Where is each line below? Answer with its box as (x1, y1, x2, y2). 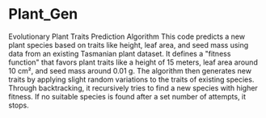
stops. (8, 100, 30, 110)
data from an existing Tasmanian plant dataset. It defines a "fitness (8, 48, 231, 58)
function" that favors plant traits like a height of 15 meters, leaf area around (8, 57, 259, 67)
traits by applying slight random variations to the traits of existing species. (8, 74, 255, 84)
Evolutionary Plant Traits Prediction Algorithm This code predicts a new (8, 32, 245, 41)
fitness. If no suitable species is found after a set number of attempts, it (8, 91, 247, 101)
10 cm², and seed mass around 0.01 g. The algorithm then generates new (8, 65, 252, 75)
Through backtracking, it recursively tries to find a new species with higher (8, 82, 259, 93)
